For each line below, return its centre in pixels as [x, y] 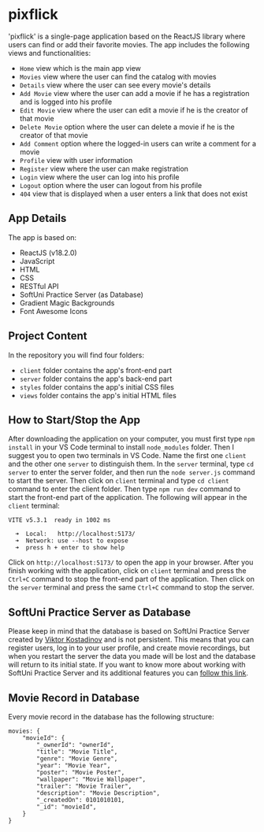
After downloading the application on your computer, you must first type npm [132, 439]
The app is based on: [43, 237]
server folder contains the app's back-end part [96, 379]
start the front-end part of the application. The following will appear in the [128, 497]
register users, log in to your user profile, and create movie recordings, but [129, 648]
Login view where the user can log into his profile [99, 177]
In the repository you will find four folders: [76, 355]
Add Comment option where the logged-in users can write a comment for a [138, 143]
